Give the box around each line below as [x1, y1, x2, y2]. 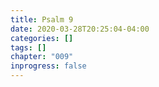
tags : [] [10, 42, 47, 53]
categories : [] [10, 33, 74, 43]
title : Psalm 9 [10, 14, 74, 25]
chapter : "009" [10, 52, 74, 62]
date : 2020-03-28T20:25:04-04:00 [10, 24, 150, 34]
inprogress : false [10, 61, 87, 71]
